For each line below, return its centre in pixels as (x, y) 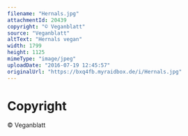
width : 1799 (24, 46)
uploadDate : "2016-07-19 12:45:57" (59, 65)
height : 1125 (26, 53)
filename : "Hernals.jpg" (43, 14)
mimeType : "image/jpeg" (42, 59)
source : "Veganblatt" (39, 33)
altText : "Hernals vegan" (45, 40)
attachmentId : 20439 (37, 20)
